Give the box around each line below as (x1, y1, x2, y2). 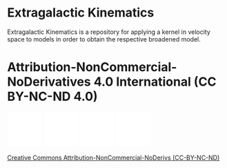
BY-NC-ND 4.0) (7, 88, 98, 104)
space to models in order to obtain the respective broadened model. (7, 35, 201, 43)
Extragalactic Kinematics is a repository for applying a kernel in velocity (7, 28, 210, 36)
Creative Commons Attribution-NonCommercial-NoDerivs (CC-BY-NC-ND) (7, 153, 220, 162)
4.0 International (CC (93, 74, 217, 90)
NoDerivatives (7, 74, 91, 90)
